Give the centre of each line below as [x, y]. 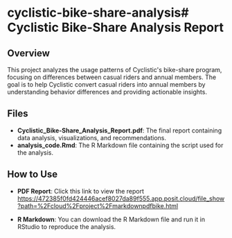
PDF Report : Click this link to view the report [80, 191]
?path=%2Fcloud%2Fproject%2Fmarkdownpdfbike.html [98, 205]
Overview [29, 53]
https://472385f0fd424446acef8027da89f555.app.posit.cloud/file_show [121, 198]
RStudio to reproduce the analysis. [66, 226]
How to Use [33, 175]
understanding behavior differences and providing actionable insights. [107, 92]
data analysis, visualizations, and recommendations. [91, 137]
